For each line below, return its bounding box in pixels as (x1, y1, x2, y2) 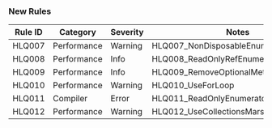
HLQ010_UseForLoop (151, 79, 235, 91)
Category (59, 27, 97, 38)
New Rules (8, 6, 52, 17)
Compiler (52, 93, 88, 105)
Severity (110, 27, 144, 38)
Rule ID (15, 27, 43, 38)
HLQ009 (12, 66, 45, 78)
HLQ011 (12, 93, 45, 105)
